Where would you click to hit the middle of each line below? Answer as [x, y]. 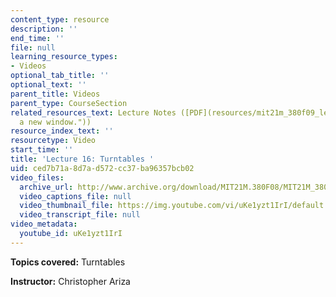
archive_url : [46, 187]
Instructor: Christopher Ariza [70, 281]
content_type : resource [60, 19]
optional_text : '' [48, 85]
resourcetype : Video [53, 141]
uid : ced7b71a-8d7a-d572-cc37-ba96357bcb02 [102, 168]
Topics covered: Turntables [68, 262]
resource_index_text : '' [62, 131]
